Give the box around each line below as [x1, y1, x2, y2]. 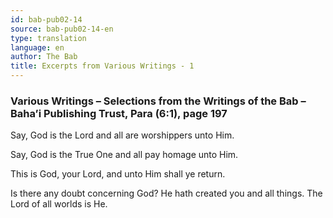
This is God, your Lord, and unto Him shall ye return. [10, 168, 226, 180]
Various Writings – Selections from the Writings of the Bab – [10, 94, 307, 108]
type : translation [10, 33, 87, 43]
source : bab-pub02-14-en [10, 24, 114, 34]
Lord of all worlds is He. [10, 198, 108, 210]
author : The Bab [10, 52, 78, 62]
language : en [10, 42, 65, 53]
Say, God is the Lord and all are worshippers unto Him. [10, 129, 235, 141]
